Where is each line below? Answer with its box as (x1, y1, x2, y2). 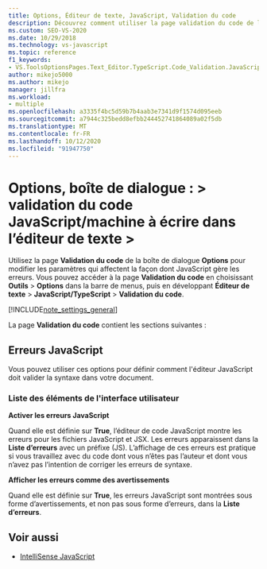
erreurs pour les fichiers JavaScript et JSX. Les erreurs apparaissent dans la (8, 435, 258, 444)
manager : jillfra (8, 85, 66, 94)
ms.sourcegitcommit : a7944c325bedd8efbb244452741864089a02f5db (8, 115, 222, 123)
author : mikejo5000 (8, 71, 73, 79)
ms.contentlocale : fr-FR (8, 130, 91, 137)
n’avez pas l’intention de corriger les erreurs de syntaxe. (8, 460, 192, 470)
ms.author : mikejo (8, 78, 69, 86)
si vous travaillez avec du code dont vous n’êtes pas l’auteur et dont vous (8, 451, 248, 461)
